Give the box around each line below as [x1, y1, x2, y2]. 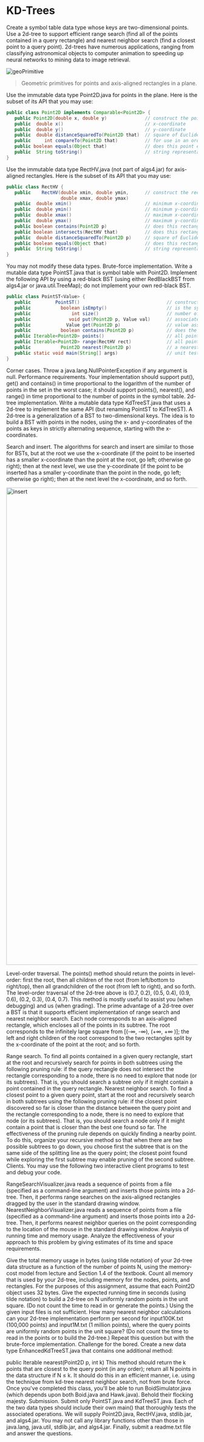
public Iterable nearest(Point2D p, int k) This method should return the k [6, 1358, 186, 1366]
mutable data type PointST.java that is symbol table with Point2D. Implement [6, 269, 197, 276]
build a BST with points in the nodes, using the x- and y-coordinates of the [6, 418, 192, 426]
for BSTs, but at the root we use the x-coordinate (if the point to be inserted [6, 449, 195, 457]
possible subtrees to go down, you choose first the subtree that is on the [6, 1143, 188, 1150]
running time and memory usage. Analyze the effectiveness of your [6, 1232, 175, 1239]
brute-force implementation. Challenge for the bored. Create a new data [6, 1340, 186, 1348]
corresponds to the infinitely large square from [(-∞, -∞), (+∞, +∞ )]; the [6, 1027, 189, 1035]
